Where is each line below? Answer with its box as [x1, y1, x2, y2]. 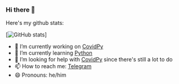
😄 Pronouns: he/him [14, 71, 66, 79]
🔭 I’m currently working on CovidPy [14, 43, 104, 51]
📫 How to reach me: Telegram [14, 63, 92, 70]
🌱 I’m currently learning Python [14, 49, 93, 57]
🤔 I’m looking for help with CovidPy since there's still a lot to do [14, 56, 173, 63]
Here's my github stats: [5, 19, 65, 27]
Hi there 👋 [5, 5, 36, 14]
